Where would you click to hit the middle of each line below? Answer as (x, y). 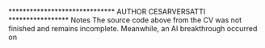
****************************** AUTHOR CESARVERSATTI (107, 12)
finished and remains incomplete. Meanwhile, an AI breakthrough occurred (133, 28)
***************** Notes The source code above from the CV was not (125, 20)
